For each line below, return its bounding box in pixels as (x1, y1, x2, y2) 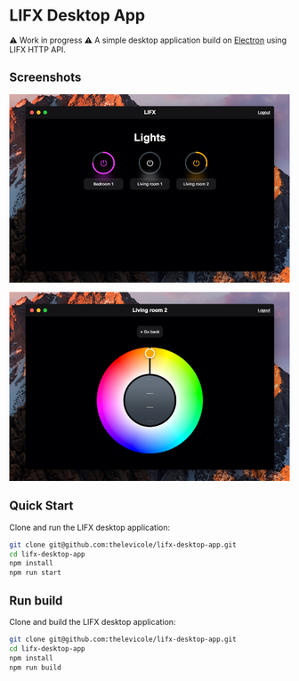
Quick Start (9, 499, 74, 514)
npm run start (9, 568, 62, 578)
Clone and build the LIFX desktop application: (9, 617, 176, 627)
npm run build (9, 663, 62, 672)
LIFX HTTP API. (9, 44, 67, 54)
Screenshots (9, 70, 82, 85)
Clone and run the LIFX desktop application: (9, 522, 171, 533)
